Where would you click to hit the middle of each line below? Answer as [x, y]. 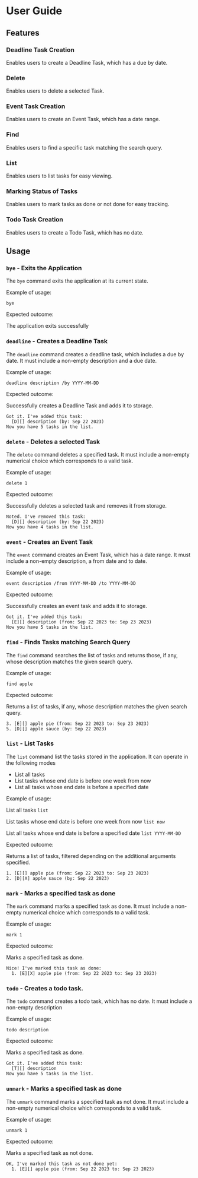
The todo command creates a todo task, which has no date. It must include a [99, 1001]
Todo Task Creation [35, 220]
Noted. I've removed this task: [46, 517]
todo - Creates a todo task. [45, 989]
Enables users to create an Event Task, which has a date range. [83, 119]
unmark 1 [17, 1130]
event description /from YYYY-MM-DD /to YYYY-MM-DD [71, 584]
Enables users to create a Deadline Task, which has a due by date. [87, 62]
